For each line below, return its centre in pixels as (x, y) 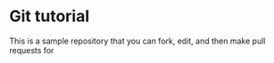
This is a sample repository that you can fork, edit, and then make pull (137, 41)
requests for (32, 50)
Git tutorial (50, 16)
